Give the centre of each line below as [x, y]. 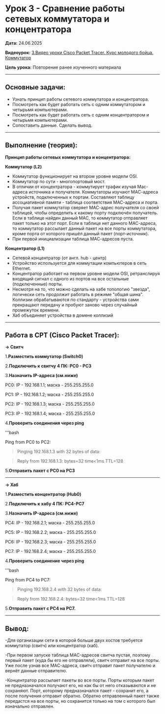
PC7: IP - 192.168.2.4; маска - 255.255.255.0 [51, 551]
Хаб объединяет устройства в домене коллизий [63, 315]
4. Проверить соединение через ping [45, 561]
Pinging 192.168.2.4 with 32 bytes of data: [59, 589]
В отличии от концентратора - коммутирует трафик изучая [74, 187]
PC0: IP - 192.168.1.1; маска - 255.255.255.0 [49, 385]
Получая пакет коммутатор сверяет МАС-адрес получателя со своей [85, 207]
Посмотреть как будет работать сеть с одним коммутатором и [79, 104]
